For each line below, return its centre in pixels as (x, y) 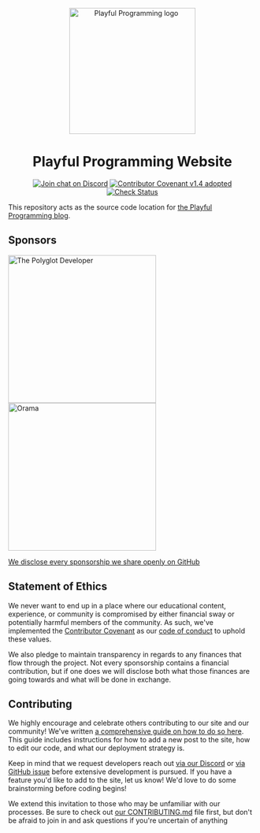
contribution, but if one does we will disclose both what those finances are (129, 671)
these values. (30, 639)
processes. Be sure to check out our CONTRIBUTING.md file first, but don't (130, 813)
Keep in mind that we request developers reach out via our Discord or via (127, 764)
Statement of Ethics (58, 587)
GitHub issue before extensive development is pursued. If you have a (120, 772)
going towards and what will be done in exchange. (90, 679)
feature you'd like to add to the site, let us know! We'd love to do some (122, 780)
